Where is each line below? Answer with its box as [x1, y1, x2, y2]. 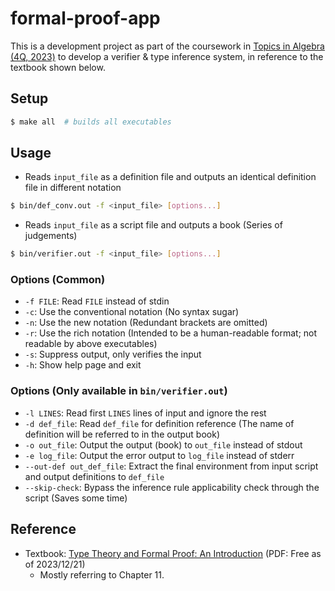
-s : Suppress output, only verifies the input [24, 348, 202, 361]
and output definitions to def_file [24, 470, 165, 482]
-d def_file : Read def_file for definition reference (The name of [24, 417, 295, 429]
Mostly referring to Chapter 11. [39, 568, 165, 581]
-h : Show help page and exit [24, 359, 142, 371]
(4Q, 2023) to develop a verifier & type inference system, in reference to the [10, 50, 324, 62]
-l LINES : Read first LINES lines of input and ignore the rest [24, 407, 267, 419]
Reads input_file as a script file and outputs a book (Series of [24, 219, 283, 231]
